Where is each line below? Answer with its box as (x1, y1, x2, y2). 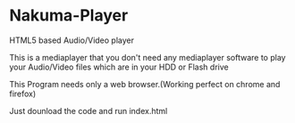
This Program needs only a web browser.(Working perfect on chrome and (9, 78, 281, 89)
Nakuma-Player (9, 5, 129, 26)
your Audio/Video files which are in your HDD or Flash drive (9, 61, 230, 72)
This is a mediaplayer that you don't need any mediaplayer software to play (9, 52, 286, 62)
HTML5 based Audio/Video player (9, 35, 134, 45)
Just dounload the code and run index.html (9, 105, 168, 116)
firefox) (9, 88, 37, 99)
